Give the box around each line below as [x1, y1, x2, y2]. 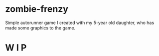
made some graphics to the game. [5, 25, 76, 30]
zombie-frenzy [5, 3, 69, 15]
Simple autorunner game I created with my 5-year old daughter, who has [5, 20, 155, 26]
